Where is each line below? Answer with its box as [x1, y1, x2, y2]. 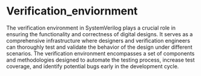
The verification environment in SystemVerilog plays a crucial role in [6, 24, 176, 31]
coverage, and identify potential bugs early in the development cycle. [6, 62, 179, 70]
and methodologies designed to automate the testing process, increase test [6, 56, 195, 63]
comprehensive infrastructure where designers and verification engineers [6, 37, 191, 44]
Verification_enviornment [6, 4, 138, 18]
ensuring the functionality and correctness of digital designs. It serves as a [6, 30, 193, 37]
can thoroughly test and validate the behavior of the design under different [6, 43, 193, 51]
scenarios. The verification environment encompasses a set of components [6, 49, 195, 57]
